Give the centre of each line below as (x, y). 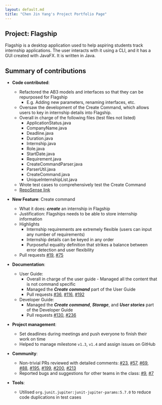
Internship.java (41, 144)
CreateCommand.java (48, 175)
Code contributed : (31, 82)
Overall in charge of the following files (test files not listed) (77, 118)
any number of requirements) (56, 235)
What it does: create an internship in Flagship (65, 209)
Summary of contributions (45, 71)
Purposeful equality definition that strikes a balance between (87, 245)
